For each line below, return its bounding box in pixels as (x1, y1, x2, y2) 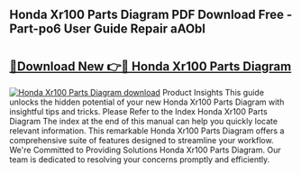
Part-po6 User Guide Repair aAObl (9, 22, 205, 37)
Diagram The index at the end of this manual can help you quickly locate (9, 116, 278, 126)
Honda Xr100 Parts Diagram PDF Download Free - (9, 7, 293, 23)
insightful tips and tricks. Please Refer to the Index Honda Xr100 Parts (9, 106, 268, 116)
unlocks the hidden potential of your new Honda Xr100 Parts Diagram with (9, 96, 285, 107)
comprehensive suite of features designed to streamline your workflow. (9, 135, 274, 145)
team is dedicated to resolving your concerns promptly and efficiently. (9, 154, 270, 165)
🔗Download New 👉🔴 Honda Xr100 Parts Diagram (9, 59, 292, 74)
